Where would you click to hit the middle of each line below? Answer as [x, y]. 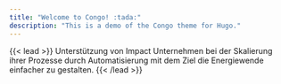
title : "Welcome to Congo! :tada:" [75, 17]
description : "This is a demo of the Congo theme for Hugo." [125, 26]
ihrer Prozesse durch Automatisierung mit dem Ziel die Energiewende [137, 60]
